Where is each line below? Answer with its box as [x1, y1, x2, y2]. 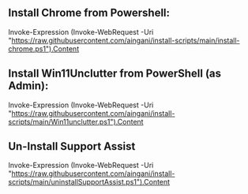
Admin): [8, 79, 49, 93]
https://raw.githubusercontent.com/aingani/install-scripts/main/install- [11, 35, 240, 45]
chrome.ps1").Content [8, 43, 80, 54]
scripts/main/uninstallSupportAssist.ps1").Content [8, 177, 171, 187]
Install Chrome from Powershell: [8, 6, 171, 20]
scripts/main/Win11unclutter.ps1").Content [8, 117, 144, 126]
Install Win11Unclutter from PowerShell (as [8, 67, 222, 80]
